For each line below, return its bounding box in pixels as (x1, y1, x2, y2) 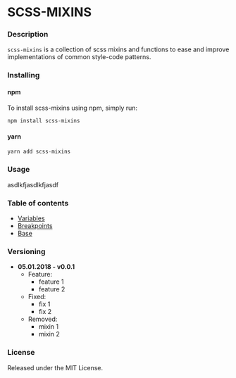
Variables (17, 214, 45, 222)
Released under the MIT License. (7, 363, 104, 372)
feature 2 (38, 285, 66, 294)
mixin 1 (38, 322, 58, 331)
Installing (7, 70, 40, 80)
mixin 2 (38, 330, 60, 339)
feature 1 (38, 277, 65, 286)
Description (7, 30, 49, 39)
